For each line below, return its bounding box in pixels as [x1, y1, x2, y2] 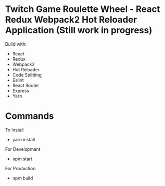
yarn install [12, 136, 35, 142]
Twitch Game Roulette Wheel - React [5, 3, 161, 15]
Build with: [5, 41, 27, 47]
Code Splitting [12, 72, 42, 78]
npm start [12, 156, 32, 162]
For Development [5, 146, 41, 152]
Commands [5, 110, 54, 122]
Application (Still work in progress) [5, 25, 153, 36]
